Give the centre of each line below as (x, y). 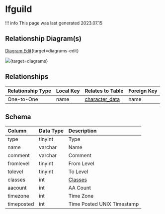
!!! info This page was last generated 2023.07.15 (54, 23)
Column (17, 131)
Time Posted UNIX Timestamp (104, 204)
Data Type (51, 131)
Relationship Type (30, 91)
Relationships (27, 77)
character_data (102, 99)
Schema (18, 116)
